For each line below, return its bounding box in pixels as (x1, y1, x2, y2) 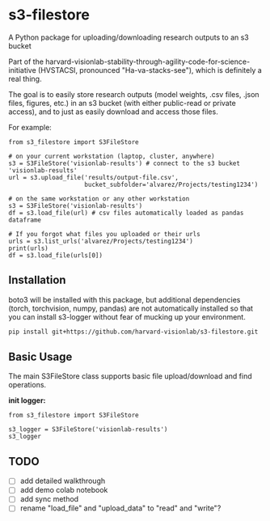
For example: (8, 122, 53, 132)
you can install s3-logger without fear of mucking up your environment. (8, 311, 247, 321)
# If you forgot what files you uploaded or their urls (8, 230, 200, 238)
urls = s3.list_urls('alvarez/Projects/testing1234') (8, 237, 194, 245)
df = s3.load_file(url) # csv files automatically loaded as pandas (8, 209, 244, 217)
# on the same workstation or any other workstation (8, 194, 190, 203)
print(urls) (8, 244, 49, 252)
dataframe (8, 216, 42, 224)
